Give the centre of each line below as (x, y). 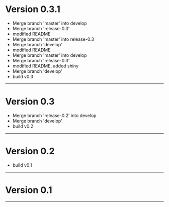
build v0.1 (22, 165)
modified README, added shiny (46, 66)
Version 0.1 (29, 190)
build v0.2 (23, 126)
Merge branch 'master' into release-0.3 (53, 39)
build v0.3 (23, 76)
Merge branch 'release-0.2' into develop (54, 115)
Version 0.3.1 (33, 9)
